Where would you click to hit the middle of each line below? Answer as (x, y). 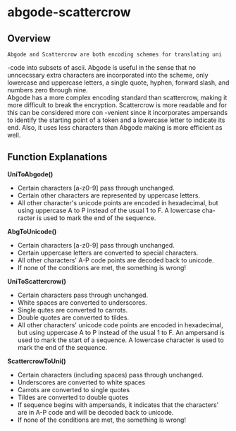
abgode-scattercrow (69, 12)
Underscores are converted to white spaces (81, 382)
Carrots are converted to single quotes (74, 389)
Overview (29, 38)
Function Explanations (57, 157)
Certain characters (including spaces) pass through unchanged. (110, 375)
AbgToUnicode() (32, 231)
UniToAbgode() (30, 174)
